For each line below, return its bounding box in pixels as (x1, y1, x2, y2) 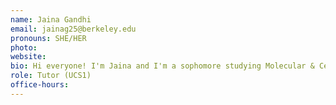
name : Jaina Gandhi (10, 14, 92, 25)
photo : (10, 42, 38, 53)
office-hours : (10, 80, 70, 90)
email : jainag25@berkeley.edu (10, 24, 137, 34)
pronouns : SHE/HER (10, 33, 87, 43)
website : (10, 52, 47, 62)
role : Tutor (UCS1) (10, 71, 92, 81)
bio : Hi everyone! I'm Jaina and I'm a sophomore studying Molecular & (10, 61, 315, 71)
